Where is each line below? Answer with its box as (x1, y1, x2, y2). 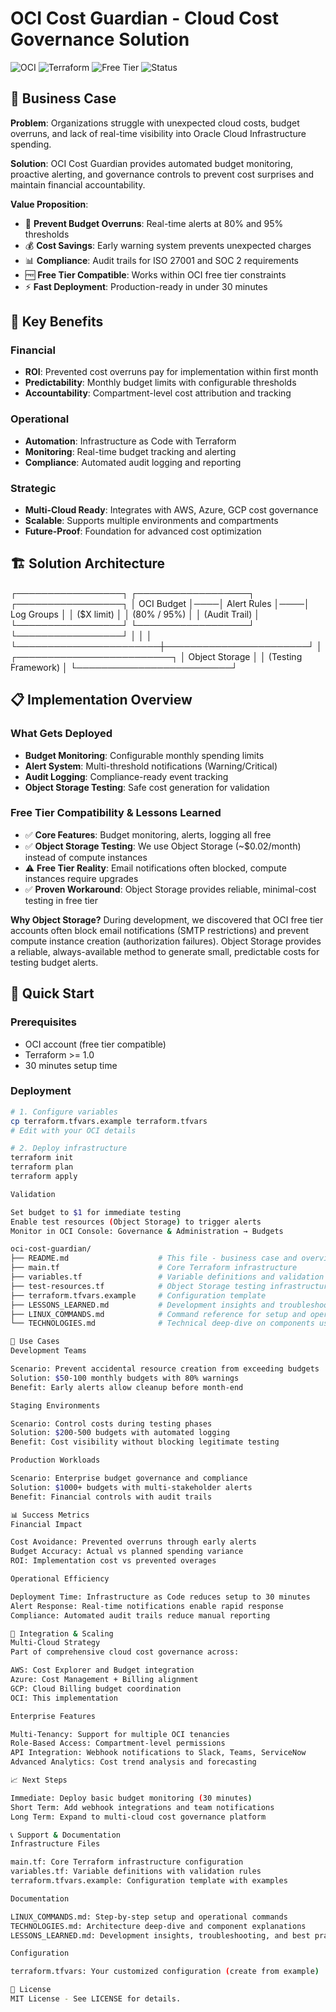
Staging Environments (10, 1400, 101, 1411)
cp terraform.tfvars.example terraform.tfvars (10, 1116, 208, 1126)
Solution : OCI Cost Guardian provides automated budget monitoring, (10, 157, 294, 169)
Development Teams (10, 1346, 87, 1356)
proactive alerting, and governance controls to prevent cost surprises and (10, 168, 315, 180)
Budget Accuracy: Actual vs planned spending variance (10, 1547, 244, 1557)
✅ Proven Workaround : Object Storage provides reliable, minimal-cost (24, 883, 317, 895)
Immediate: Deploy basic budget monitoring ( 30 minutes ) (10, 1793, 253, 1803)
